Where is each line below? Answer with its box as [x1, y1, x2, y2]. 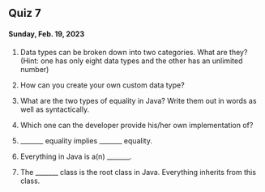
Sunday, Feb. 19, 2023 [8, 28, 85, 39]
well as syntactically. [19, 105, 90, 114]
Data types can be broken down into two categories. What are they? [19, 47, 248, 57]
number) [19, 64, 49, 74]
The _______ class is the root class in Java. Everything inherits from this [19, 167, 257, 177]
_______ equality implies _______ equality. [19, 135, 152, 145]
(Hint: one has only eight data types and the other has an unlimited [19, 56, 243, 66]
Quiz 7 [8, 6, 42, 20]
